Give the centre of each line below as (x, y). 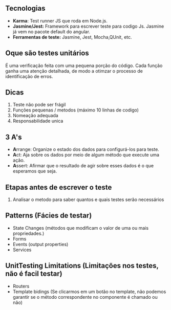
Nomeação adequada (36, 116)
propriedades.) (28, 233)
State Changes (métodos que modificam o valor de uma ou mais (81, 228)
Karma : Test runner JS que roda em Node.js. (60, 20)
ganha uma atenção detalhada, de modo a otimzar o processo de (74, 71)
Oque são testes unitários (47, 53)
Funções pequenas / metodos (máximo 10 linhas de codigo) (76, 110)
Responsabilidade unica (38, 121)
